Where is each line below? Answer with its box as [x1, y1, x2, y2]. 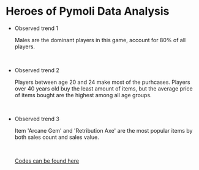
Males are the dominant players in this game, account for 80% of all [14, 36, 186, 43]
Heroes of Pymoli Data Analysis [6, 4, 170, 18]
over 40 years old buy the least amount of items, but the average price [14, 84, 193, 92]
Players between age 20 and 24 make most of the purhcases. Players [14, 78, 190, 86]
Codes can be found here [14, 157, 80, 164]
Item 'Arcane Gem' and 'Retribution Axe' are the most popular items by [14, 127, 193, 134]
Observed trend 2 [14, 66, 59, 74]
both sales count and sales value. [14, 133, 99, 141]
